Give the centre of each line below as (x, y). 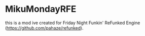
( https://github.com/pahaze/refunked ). (44, 28)
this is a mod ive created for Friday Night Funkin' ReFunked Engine (73, 23)
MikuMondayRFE (41, 9)
